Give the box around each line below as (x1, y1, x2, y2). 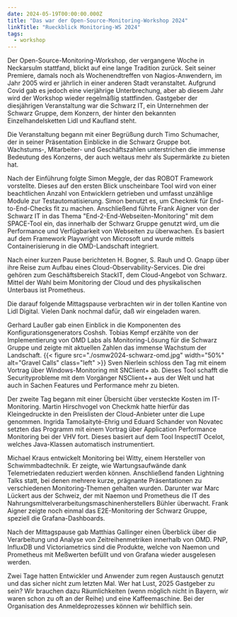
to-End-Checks (7, 204, 52, 213)
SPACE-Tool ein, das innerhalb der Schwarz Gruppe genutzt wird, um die (7, 219, 220, 228)
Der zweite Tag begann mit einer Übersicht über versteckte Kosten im (7, 395, 211, 404)
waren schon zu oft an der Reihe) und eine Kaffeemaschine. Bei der (7, 594, 204, 603)
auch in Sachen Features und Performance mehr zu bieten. (7, 381, 180, 390)
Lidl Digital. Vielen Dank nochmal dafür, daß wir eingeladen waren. (7, 307, 201, 316)
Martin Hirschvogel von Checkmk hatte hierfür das (42, 402, 190, 411)
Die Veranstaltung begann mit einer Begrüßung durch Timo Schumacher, (7, 130, 220, 139)
